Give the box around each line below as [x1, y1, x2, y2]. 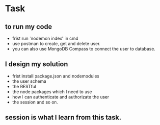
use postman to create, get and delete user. [12, 41, 101, 47]
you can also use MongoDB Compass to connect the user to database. [12, 46, 156, 51]
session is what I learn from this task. [5, 113, 122, 122]
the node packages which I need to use [12, 89, 92, 95]
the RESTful [12, 83, 36, 89]
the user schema [12, 78, 47, 84]
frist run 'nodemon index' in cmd [12, 35, 79, 41]
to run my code [5, 23, 53, 31]
